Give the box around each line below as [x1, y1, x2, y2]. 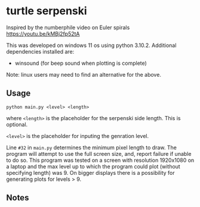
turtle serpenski [6, 4, 88, 18]
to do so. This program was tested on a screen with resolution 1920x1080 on [6, 156, 195, 164]
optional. [6, 121, 28, 128]
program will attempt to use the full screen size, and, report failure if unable [6, 150, 192, 157]
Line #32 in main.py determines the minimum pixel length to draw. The [6, 144, 177, 151]
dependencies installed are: [6, 48, 75, 55]
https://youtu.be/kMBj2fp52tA [6, 30, 80, 37]
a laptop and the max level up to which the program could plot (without [6, 162, 180, 170]
